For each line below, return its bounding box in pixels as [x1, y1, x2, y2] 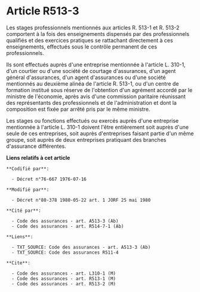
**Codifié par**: [6, 166, 50, 172]
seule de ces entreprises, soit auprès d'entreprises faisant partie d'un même [6, 130, 194, 137]
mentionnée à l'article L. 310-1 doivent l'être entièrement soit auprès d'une [6, 123, 189, 130]
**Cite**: [6, 260, 31, 266]
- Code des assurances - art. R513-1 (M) [11, 275, 116, 282]
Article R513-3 [6, 4, 79, 18]
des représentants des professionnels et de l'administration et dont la [6, 99, 177, 106]
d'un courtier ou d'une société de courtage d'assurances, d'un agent [6, 67, 176, 74]
